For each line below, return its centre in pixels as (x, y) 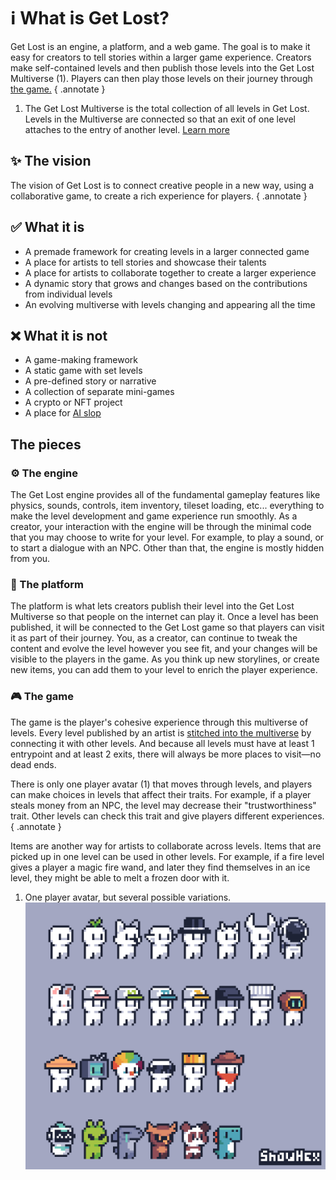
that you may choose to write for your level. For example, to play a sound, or (167, 537)
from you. (30, 559)
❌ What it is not (59, 335)
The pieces (46, 444)
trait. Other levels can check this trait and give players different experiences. (167, 816)
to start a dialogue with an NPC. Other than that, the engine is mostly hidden (167, 548)
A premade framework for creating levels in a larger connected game (167, 251)
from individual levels (68, 294)
